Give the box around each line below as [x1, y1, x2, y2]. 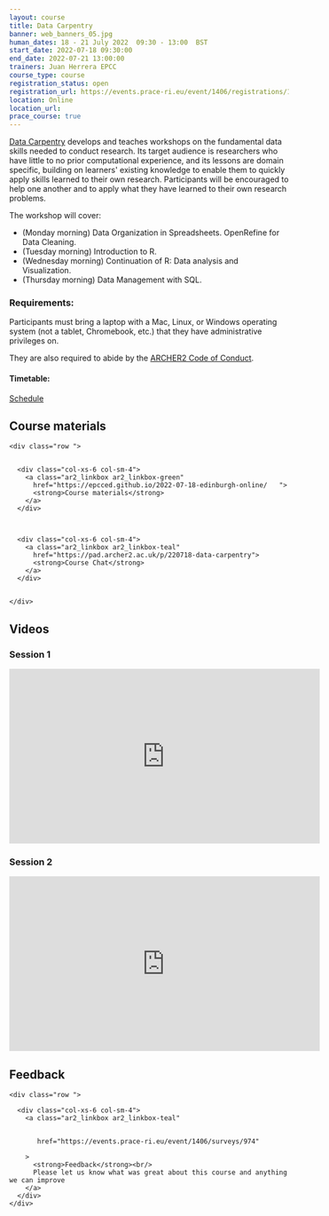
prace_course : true [9, 112, 82, 121]
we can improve [9, 1176, 66, 1185]
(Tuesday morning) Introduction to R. [21, 246, 157, 257]
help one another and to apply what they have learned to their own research [9, 184, 287, 194]
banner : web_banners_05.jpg [9, 29, 114, 38]
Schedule [9, 392, 44, 404]
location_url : [9, 104, 62, 113]
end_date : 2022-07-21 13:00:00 [9, 54, 125, 63]
